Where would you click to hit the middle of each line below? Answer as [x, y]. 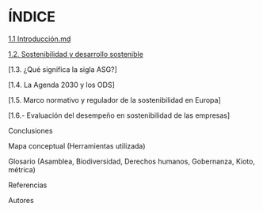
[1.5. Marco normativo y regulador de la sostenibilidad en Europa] [115, 100]
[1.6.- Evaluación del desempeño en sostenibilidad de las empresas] [119, 115]
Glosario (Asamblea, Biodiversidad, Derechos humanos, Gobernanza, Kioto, [132, 161]
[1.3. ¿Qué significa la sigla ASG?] [63, 69]
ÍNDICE [32, 17]
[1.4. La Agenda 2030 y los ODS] [61, 85]
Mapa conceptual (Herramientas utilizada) [77, 145]
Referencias [28, 185]
